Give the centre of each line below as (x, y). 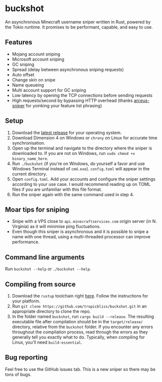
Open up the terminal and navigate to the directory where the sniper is (82, 148)
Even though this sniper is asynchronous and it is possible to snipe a (80, 232)
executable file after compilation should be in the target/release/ (77, 322)
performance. (26, 242)
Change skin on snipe (34, 80)
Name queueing (28, 85)
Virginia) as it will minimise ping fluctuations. (56, 227)
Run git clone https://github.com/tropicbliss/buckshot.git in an (79, 306)
